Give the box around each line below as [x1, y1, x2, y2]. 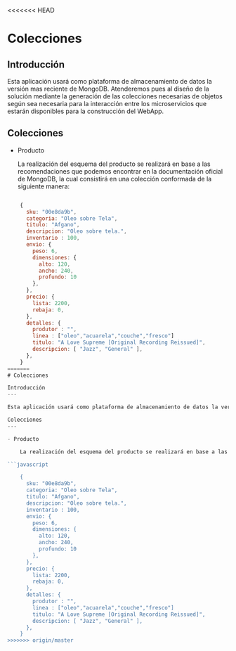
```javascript [7, 460, 49, 468]
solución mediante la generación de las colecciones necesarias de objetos [7, 92, 223, 101]
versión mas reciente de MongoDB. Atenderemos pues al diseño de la [7, 84, 209, 93]
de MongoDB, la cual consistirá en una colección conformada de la [17, 174, 212, 183]
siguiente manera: [17, 182, 70, 191]
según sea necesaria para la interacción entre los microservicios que [7, 100, 207, 108]
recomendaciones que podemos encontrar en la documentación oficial [17, 167, 223, 175]
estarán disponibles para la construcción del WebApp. [7, 107, 164, 115]
